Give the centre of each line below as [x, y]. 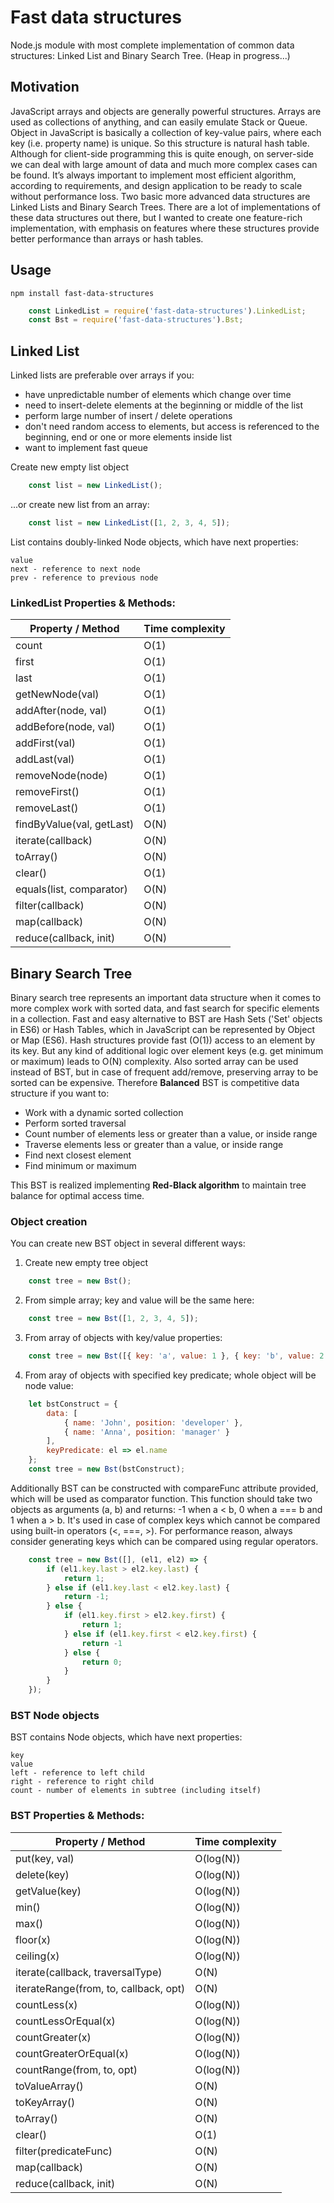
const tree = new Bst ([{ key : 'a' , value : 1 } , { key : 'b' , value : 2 [176, 1356]
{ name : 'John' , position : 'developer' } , [153, 1422]
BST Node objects [55, 1715]
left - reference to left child [77, 1773]
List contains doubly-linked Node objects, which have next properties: [154, 542]
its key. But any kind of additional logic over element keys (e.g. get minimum [167, 1050]
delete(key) [42, 1874]
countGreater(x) [53, 2037]
